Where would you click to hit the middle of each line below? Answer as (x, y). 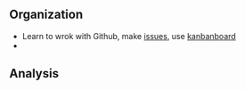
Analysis (34, 74)
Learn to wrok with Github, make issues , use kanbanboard (129, 36)
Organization (46, 15)
